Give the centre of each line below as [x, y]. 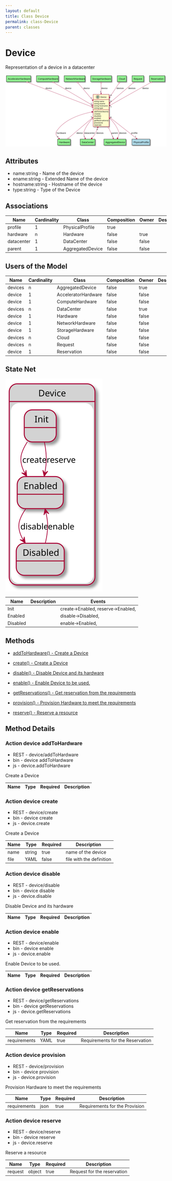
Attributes [22, 161]
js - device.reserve [33, 1143]
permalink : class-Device [32, 22]
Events [98, 601]
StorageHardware [76, 330]
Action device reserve [33, 1121]
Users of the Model [36, 266]
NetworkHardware [76, 323]
